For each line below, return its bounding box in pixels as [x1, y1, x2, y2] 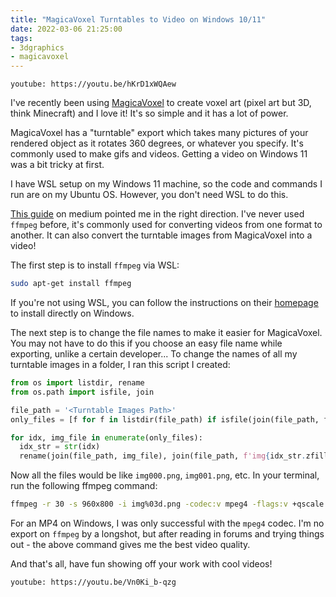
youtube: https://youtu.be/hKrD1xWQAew [10, 79, 177, 90]
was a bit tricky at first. [10, 159, 105, 171]
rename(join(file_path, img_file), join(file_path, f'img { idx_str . [19, 451, 307, 461]
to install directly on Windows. [10, 307, 135, 319]
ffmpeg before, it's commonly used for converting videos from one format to [10, 219, 323, 231]
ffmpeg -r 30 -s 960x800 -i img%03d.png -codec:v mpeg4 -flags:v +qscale [10, 499, 325, 510]
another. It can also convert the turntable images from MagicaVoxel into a [10, 229, 313, 241]
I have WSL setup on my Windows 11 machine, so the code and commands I [10, 178, 323, 190]
